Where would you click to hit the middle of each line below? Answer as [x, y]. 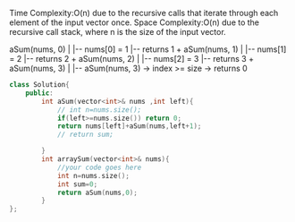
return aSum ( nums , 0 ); [97, 192]
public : [39, 93]
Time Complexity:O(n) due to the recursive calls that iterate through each [144, 13]
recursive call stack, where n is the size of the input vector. [118, 32]
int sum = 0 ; [77, 184]
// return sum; [85, 135]
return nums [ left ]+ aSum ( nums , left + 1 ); [129, 126]
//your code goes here [99, 167]
